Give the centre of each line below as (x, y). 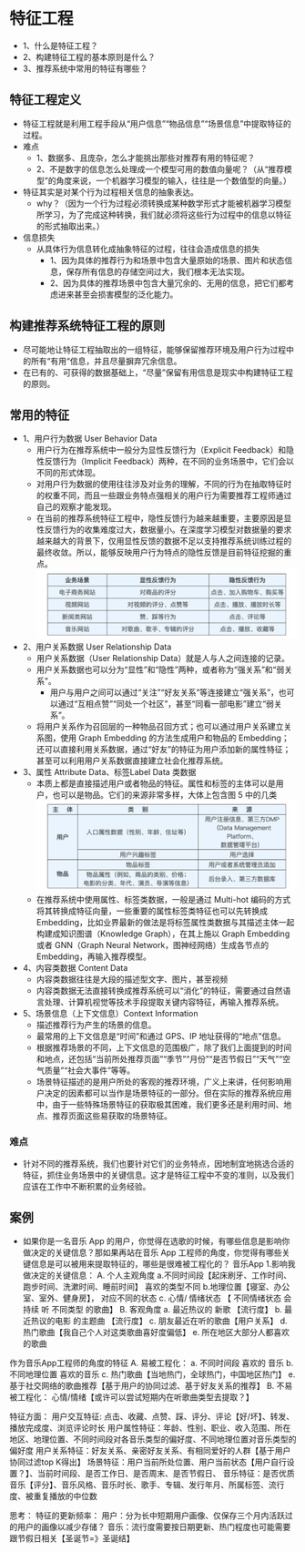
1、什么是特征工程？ (60, 46)
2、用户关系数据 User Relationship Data (97, 647)
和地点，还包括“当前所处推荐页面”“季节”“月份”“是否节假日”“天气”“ (159, 1059)
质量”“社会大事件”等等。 (90, 1070)
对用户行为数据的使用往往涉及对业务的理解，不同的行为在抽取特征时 (164, 485)
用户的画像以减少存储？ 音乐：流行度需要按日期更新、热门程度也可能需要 (154, 1527)
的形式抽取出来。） (70, 226)
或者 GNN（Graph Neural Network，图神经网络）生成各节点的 (152, 945)
